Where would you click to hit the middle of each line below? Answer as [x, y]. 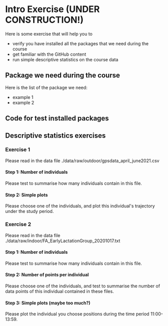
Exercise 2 [18, 225]
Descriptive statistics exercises [56, 135]
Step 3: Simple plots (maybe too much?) [48, 303]
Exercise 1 [18, 150]
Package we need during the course [63, 76]
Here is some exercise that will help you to [49, 34]
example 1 [23, 97]
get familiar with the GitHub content [49, 54]
